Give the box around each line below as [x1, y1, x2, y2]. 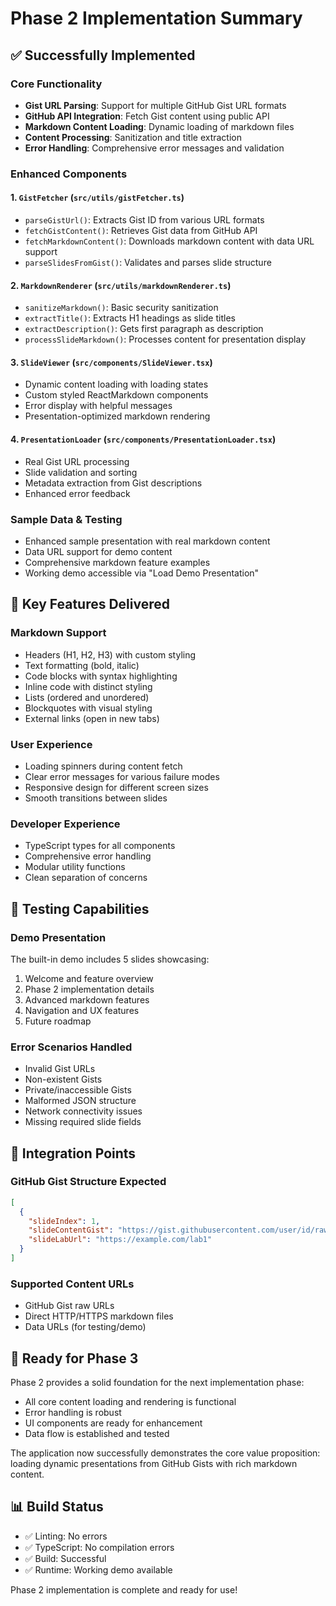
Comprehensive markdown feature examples [24, 556, 211, 568]
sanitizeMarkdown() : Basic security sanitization [24, 302, 219, 314]
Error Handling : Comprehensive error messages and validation [24, 142, 285, 154]
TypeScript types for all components [24, 840, 176, 852]
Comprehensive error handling [24, 850, 152, 862]
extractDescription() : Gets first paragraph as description [24, 323, 264, 335]
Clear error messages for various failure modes [24, 770, 220, 782]
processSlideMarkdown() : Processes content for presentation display [24, 333, 307, 346]
